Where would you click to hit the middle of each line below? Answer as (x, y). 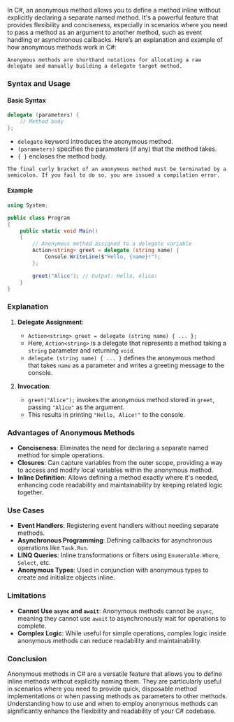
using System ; (28, 205)
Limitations (27, 596)
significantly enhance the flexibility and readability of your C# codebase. (112, 711)
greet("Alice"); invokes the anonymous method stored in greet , (121, 399)
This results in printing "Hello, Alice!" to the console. (106, 414)
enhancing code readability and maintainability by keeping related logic (120, 485)
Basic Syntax (27, 100)
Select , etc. (34, 563)
